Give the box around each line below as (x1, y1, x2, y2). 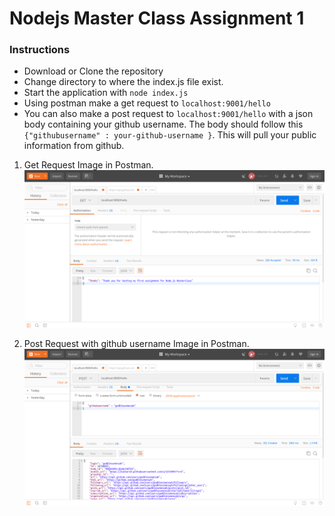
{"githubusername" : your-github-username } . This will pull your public (23, 129, 317, 141)
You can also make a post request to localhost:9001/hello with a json (23, 108, 314, 120)
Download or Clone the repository (23, 65, 164, 77)
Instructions (9, 43, 71, 57)
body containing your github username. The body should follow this (23, 118, 304, 131)
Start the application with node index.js (23, 87, 189, 99)
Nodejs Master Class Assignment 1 (9, 7, 305, 30)
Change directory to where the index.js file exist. (23, 76, 224, 88)
